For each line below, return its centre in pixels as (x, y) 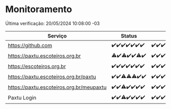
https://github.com (30, 46)
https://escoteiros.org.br (37, 66)
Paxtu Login (22, 98)
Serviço (57, 35)
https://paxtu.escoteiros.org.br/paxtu (52, 77)
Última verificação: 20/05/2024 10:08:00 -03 (53, 23)
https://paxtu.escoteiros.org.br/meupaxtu (57, 87)
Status (129, 35)
